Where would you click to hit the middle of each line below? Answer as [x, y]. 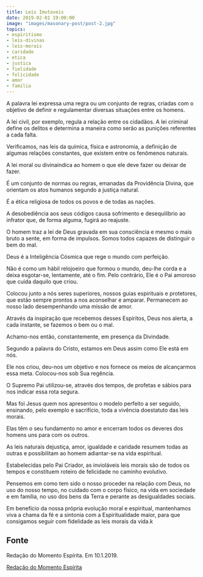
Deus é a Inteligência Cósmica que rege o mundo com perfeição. [88, 257]
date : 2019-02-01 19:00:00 [41, 18]
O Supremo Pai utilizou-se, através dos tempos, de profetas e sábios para [99, 385]
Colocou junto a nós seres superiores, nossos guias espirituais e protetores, [102, 293]
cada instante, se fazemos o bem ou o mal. [60, 325]
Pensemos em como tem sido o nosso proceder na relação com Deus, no [98, 483]
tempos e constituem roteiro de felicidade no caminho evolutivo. [87, 471]
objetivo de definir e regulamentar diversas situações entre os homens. [96, 110]
